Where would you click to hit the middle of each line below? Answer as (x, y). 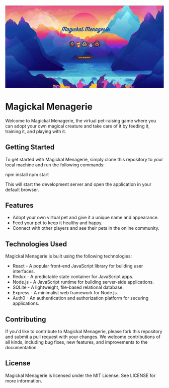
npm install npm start (27, 174)
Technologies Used (36, 244)
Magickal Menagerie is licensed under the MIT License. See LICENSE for (80, 375)
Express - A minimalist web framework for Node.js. (65, 293)
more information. (24, 380)
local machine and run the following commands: (55, 165)
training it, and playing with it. (36, 131)
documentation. (22, 348)
